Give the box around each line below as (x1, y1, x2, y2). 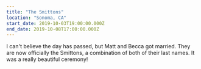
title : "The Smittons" (6, 9, 64, 15)
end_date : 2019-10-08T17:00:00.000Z (6, 26, 99, 32)
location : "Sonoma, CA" (6, 15, 67, 21)
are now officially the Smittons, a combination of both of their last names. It (6, 49, 195, 57)
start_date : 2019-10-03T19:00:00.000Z (6, 20, 105, 26)
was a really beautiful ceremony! (6, 56, 88, 63)
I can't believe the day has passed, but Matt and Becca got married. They (6, 43, 191, 50)
